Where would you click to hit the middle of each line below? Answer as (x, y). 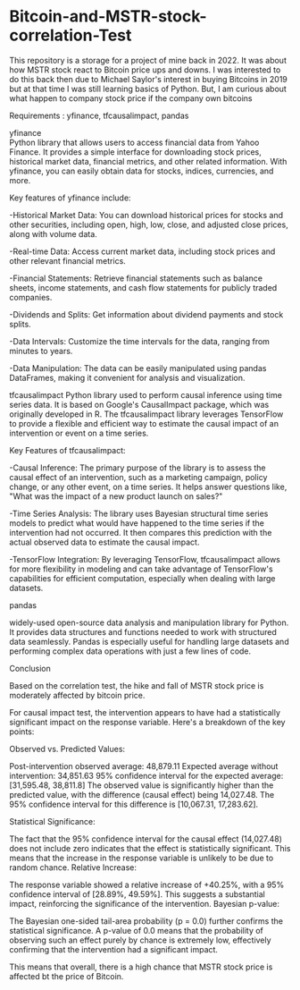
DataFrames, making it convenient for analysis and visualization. (127, 377)
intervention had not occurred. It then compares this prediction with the (141, 532)
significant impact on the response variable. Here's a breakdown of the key (147, 722)
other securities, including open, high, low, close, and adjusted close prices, (149, 224)
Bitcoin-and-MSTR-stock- (108, 17)
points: (22, 732)
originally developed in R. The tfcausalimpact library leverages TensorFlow (146, 414)
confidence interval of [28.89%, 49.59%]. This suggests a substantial (137, 894)
